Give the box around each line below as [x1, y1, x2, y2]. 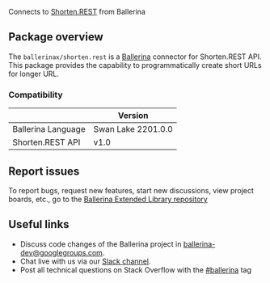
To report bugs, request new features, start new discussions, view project [8, 185, 255, 195]
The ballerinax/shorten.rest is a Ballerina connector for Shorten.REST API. [8, 52, 262, 61]
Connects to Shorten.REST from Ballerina [8, 7, 146, 16]
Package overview [8, 30, 103, 44]
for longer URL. [8, 69, 59, 78]
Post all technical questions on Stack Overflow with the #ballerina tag [19, 264, 252, 274]
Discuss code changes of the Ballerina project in [19, 239, 182, 249]
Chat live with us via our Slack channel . [19, 256, 151, 266]
